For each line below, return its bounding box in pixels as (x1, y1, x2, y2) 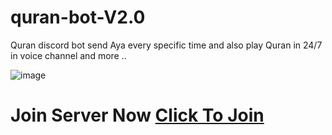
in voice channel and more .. (10, 49, 127, 61)
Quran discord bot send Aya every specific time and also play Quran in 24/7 (10, 39, 323, 51)
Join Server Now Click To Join (10, 104, 265, 127)
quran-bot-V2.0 (10, 6, 146, 29)
